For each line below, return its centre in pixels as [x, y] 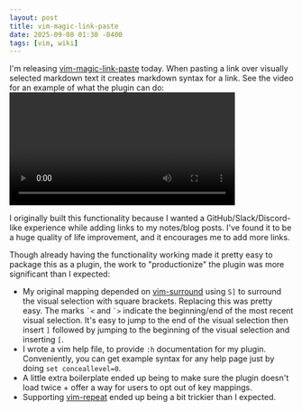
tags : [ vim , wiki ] [44, 43]
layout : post [34, 18]
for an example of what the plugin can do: [87, 88]
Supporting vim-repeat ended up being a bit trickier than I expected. [149, 397]
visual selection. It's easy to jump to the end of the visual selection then [155, 321]
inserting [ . [43, 340]
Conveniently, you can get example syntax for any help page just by [148, 359]
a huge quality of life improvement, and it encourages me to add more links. [150, 238]
